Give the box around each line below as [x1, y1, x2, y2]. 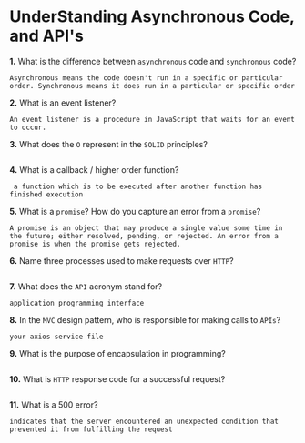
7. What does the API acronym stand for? [9, 280, 163, 292]
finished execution [9, 189, 84, 199]
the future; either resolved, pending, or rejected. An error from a [9, 231, 280, 240]
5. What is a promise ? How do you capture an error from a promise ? [9, 206, 261, 216]
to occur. [9, 123, 47, 132]
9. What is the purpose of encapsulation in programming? [9, 347, 226, 358]
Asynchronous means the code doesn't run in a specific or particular [9, 73, 283, 83]
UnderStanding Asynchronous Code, [9, 6, 295, 27]
